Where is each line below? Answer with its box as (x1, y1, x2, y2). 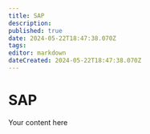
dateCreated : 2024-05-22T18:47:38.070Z (8, 57, 142, 65)
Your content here (8, 117, 68, 127)
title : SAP (8, 11, 45, 20)
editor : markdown (8, 49, 67, 57)
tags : (8, 42, 26, 50)
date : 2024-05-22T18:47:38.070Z (8, 34, 116, 43)
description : (8, 19, 52, 27)
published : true (8, 26, 63, 35)
